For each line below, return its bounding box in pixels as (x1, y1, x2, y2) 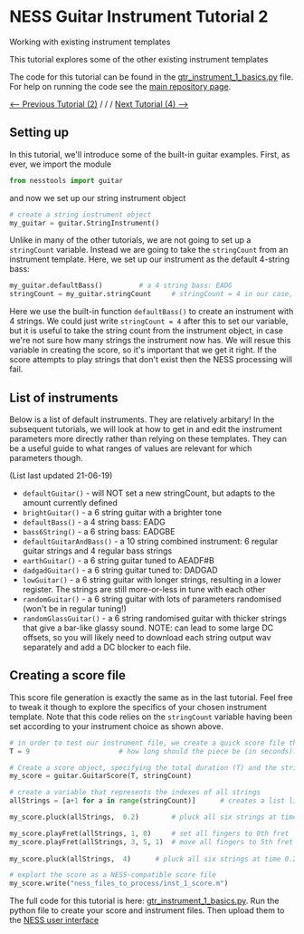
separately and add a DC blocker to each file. (22, 641, 192, 652)
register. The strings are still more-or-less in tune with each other (22, 583, 266, 594)
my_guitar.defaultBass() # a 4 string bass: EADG (9, 281, 233, 291)
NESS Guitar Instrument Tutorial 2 (9, 6, 269, 27)
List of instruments (9, 390, 119, 405)
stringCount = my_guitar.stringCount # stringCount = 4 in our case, (9, 290, 294, 299)
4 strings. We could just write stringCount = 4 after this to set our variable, (9, 315, 289, 327)
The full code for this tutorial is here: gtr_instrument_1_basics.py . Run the (9, 895, 280, 907)
